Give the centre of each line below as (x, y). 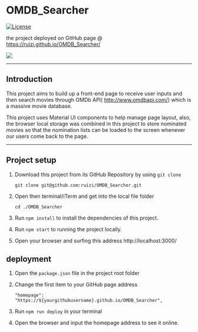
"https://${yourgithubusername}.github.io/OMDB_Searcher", (89, 301)
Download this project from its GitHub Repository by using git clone (98, 174)
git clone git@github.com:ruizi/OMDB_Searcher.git (78, 185)
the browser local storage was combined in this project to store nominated (96, 124)
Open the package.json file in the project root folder (77, 273)
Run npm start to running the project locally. (68, 229)
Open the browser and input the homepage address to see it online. (97, 323)
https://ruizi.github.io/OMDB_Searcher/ (53, 44)
